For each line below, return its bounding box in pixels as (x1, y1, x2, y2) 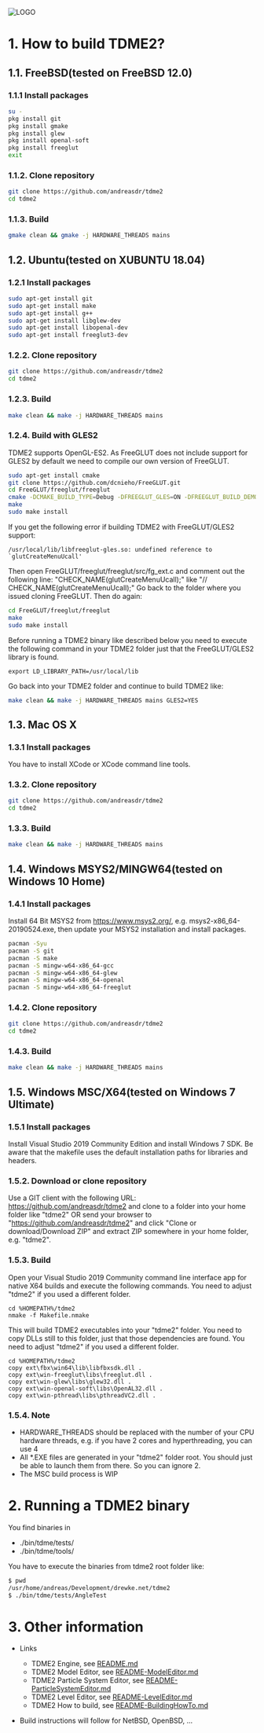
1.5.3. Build (8, 1254, 51, 1265)
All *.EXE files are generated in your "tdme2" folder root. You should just (19, 1452, 253, 1462)
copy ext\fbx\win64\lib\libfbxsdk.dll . (8, 1364, 143, 1371)
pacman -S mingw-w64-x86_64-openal (8, 976, 125, 984)
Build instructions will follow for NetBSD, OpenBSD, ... (19, 1716, 193, 1725)
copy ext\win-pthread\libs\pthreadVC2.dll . (8, 1391, 156, 1399)
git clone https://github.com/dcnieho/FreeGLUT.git (8, 479, 181, 486)
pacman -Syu (8, 940, 47, 948)
